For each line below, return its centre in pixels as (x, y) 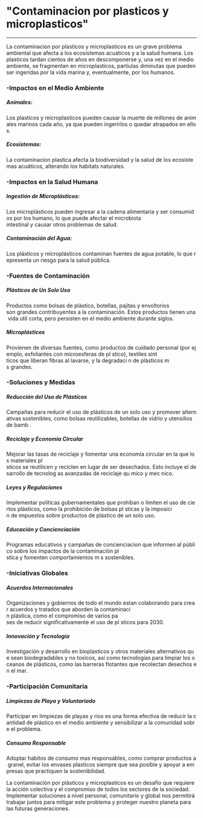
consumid (182, 211)
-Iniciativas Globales (37, 573)
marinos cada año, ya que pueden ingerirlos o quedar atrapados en (102, 124)
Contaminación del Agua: (39, 238)
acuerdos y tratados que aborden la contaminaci (70, 610)
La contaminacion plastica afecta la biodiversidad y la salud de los (89, 159)
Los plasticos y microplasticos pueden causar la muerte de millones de (95, 118)
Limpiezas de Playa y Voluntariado (51, 700)
